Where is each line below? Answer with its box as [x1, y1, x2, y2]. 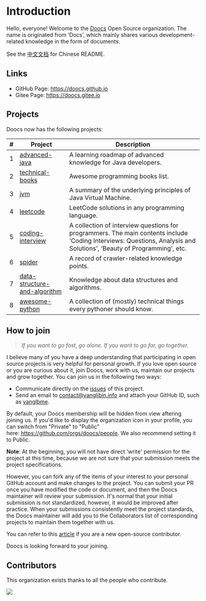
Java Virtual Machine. [69, 193, 132, 202]
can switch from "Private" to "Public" [6, 423, 100, 430]
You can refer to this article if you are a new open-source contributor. [6, 530, 182, 538]
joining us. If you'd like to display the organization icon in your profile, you [6, 416, 193, 424]
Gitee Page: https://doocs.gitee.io [15, 91, 101, 99]
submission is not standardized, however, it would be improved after [6, 499, 179, 506]
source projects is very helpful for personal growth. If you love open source [6, 360, 197, 368]
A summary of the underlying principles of [69, 185, 191, 194]
